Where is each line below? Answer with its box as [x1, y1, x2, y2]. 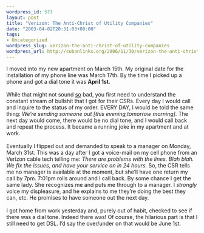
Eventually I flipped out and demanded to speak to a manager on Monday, [6, 142, 191, 149]
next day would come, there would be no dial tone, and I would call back [6, 116, 187, 124]
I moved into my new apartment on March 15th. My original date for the [6, 65, 184, 72]
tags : [6, 32, 20, 38]
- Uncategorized [6, 37, 47, 43]
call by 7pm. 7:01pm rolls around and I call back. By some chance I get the [6, 174, 191, 182]
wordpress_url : [6, 49, 45, 55]
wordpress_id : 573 [6, 8, 53, 15]
